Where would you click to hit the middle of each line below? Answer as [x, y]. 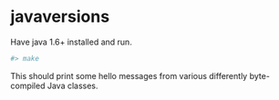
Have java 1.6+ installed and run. [72, 42]
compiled [28, 85]
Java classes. [72, 85]
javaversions [60, 17]
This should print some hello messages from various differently [129, 75]
